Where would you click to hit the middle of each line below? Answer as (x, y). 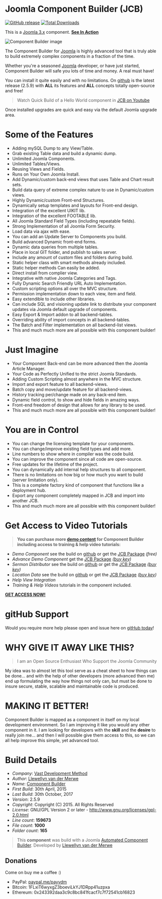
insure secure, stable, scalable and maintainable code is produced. (72, 686)
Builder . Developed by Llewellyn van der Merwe (65, 845)
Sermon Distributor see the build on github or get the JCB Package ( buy (84, 564)
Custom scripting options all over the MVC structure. (65, 288)
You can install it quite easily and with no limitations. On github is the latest (80, 80)
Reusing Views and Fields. (38, 169)
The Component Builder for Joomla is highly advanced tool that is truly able (81, 51)
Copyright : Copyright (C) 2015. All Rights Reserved (63, 805)
